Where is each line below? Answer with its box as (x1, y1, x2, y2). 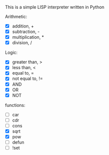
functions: (5, 102, 25, 108)
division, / (12, 40, 32, 46)
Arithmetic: (5, 14, 27, 19)
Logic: (5, 50, 18, 55)
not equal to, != (12, 76, 43, 81)
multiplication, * (12, 34, 44, 40)
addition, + (12, 23, 34, 29)
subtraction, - (12, 29, 40, 35)
